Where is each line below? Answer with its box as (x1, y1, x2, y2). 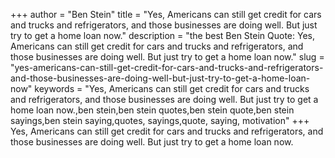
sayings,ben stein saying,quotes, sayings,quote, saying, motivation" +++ (10, 115, 310, 126)
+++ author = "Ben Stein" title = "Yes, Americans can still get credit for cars (10, 9, 322, 20)
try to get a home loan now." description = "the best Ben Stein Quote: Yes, (10, 30, 315, 41)
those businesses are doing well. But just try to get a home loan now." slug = (10, 51, 325, 63)
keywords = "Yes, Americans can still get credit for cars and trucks (34, 83, 310, 94)
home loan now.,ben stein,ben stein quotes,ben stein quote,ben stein (10, 104, 295, 116)
